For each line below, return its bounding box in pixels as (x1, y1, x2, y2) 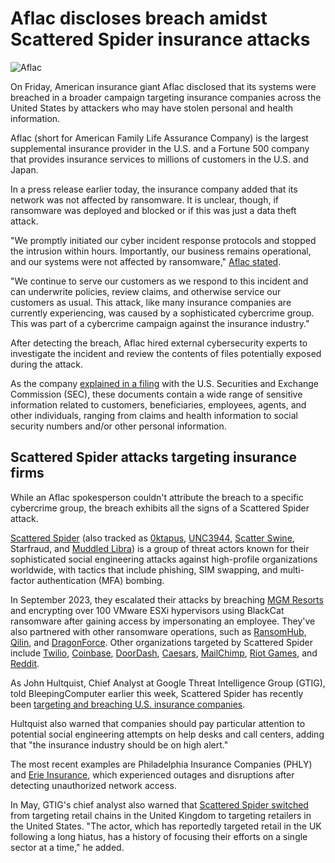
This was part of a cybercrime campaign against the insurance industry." (10, 317, 310, 329)
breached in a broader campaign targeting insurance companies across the (10, 91, 322, 103)
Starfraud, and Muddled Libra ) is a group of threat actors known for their (10, 542, 310, 554)
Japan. (10, 163, 39, 176)
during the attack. (10, 358, 84, 370)
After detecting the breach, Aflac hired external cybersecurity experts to (10, 337, 308, 349)
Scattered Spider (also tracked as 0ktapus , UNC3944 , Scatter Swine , (10, 532, 295, 544)
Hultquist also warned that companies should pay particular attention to (10, 717, 306, 729)
